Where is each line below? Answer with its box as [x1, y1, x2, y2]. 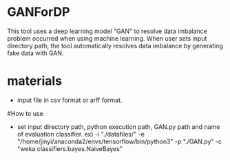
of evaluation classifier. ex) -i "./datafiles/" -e [17, 130, 145, 138]
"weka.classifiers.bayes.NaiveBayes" [17, 144, 123, 152]
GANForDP [7, 4, 70, 20]
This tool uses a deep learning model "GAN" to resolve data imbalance [7, 27, 208, 35]
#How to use [7, 109, 43, 117]
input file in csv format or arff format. [17, 96, 123, 104]
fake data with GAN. [7, 49, 64, 57]
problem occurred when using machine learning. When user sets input [7, 34, 207, 42]
